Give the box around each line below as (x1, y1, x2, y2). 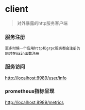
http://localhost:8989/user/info (5, 75, 67, 81)
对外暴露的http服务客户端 (17, 20, 68, 26)
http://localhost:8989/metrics (5, 99, 64, 105)
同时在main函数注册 (5, 51, 39, 56)
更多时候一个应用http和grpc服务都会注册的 (5, 46, 81, 51)
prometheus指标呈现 (5, 88, 55, 95)
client (5, 3, 29, 15)
